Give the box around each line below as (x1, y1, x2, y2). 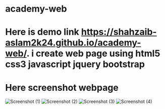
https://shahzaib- (81, 26, 157, 38)
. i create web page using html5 (26, 48, 160, 59)
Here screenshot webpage (5, 82, 119, 93)
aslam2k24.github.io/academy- (5, 37, 141, 49)
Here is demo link (5, 26, 80, 38)
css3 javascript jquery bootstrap (5, 59, 145, 70)
